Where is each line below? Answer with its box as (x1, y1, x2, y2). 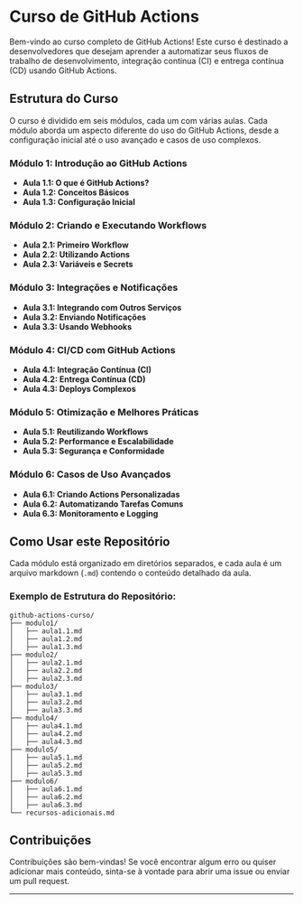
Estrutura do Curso (9, 91, 119, 107)
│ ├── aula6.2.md (9, 792, 83, 801)
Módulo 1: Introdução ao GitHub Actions (9, 156, 188, 169)
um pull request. (9, 876, 70, 887)
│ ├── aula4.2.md (9, 729, 83, 738)
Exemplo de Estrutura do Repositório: (9, 590, 177, 602)
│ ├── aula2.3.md (9, 674, 83, 683)
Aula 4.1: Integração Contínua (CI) (22, 364, 151, 375)
